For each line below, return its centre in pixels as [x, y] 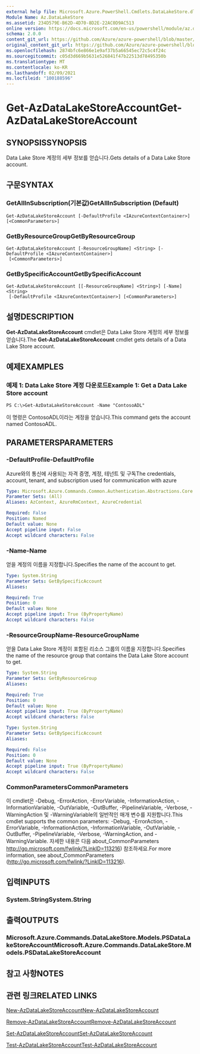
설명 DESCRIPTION [40, 316]
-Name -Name [26, 550]
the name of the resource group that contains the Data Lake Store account [97, 655]
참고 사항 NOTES [35, 974]
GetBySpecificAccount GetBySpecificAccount [74, 274]
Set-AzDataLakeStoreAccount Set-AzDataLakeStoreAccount [79, 1034]
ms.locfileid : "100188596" [40, 78]
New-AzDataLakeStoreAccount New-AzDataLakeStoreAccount [82, 1010]
